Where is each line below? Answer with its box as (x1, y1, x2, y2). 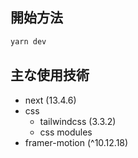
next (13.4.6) (24, 94, 77, 106)
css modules (39, 126, 93, 138)
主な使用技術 (10, 67, 90, 84)
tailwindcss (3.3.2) (39, 115, 117, 127)
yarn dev (10, 36, 47, 47)
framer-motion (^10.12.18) (24, 136, 129, 148)
